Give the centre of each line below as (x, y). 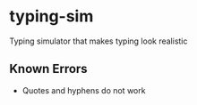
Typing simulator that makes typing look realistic (98, 41)
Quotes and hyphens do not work (84, 90)
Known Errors (48, 69)
